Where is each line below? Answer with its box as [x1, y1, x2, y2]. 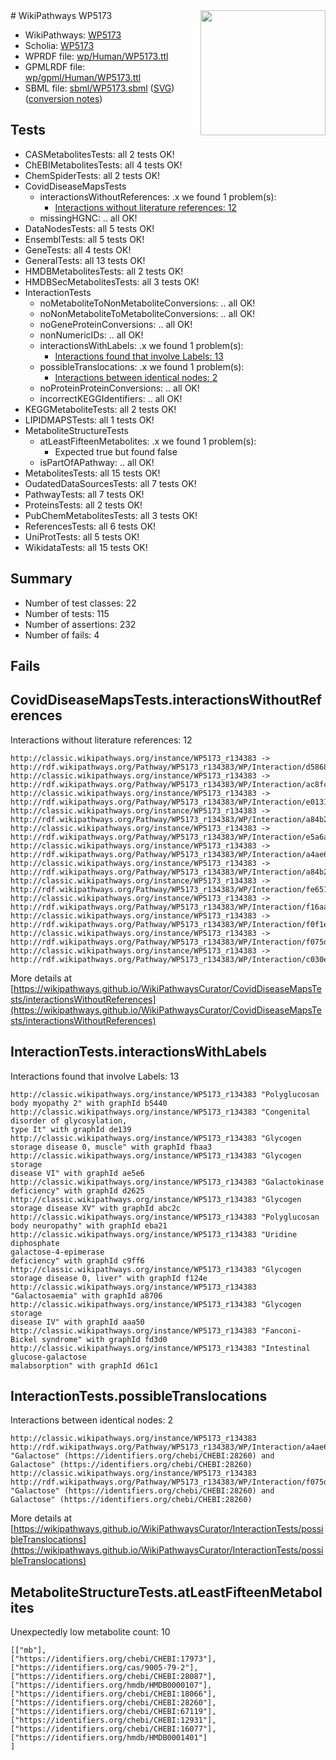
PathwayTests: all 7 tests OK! [24, 488, 145, 500]
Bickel [10, 1334, 38, 1344]
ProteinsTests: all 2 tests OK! [24, 499, 143, 511]
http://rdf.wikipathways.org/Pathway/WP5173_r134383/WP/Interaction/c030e [10, 954, 329, 964]
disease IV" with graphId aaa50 [10, 1317, 145, 1327]
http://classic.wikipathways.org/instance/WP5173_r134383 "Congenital [10, 1107, 311, 1117]
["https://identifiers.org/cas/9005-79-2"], [10, 1663, 199, 1673]
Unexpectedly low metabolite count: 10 [10, 1626, 171, 1638]
